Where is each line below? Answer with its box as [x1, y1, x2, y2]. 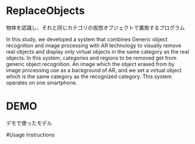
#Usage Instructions [6, 131, 55, 138]
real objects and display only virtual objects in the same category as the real [6, 48, 190, 55]
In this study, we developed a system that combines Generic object [6, 36, 168, 43]
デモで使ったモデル [6, 120, 53, 127]
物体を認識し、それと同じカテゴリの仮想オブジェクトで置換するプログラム [6, 24, 185, 31]
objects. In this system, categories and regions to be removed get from [6, 54, 177, 61]
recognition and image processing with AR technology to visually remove [6, 42, 182, 49]
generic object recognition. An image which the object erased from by [6, 60, 175, 68]
